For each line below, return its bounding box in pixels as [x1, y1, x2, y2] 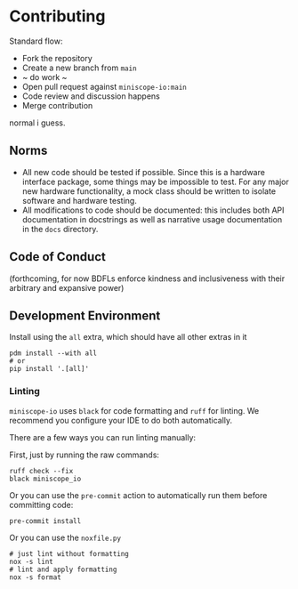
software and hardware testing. [21, 195, 138, 206]
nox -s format [9, 572, 62, 582]
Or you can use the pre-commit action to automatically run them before [9, 489, 268, 500]
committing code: [9, 499, 74, 510]
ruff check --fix [9, 466, 74, 475]
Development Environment [9, 308, 161, 323]
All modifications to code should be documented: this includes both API [21, 205, 285, 215]
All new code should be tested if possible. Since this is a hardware [21, 166, 265, 177]
